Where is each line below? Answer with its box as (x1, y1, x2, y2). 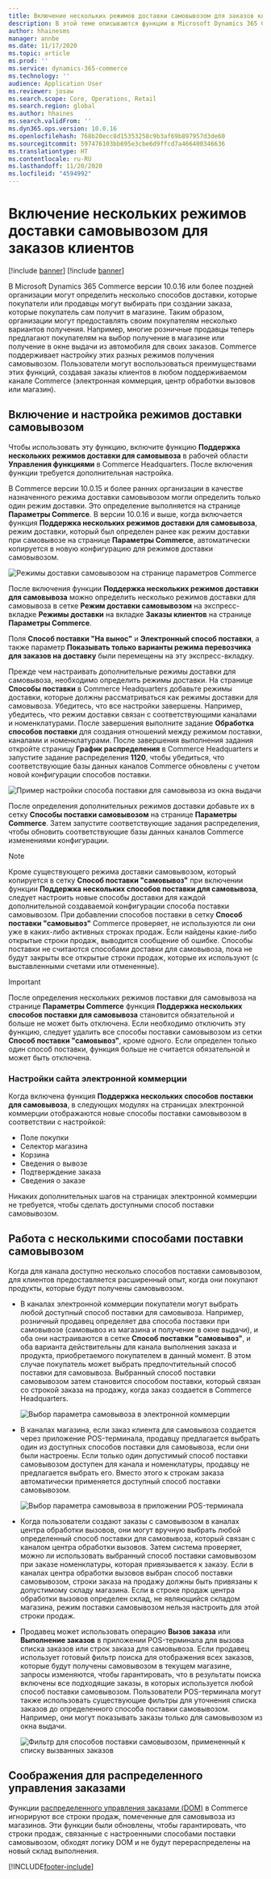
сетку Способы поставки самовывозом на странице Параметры (8, 810, 238, 819)
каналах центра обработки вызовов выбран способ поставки (19, 1568, 233, 1577)
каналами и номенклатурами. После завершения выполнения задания (8, 735, 254, 745)
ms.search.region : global (8, 102, 95, 110)
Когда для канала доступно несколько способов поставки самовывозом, (8, 1266, 263, 1276)
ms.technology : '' (8, 72, 70, 80)
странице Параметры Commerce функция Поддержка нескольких (8, 1001, 243, 1011)
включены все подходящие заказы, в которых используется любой (19, 1678, 254, 1687)
